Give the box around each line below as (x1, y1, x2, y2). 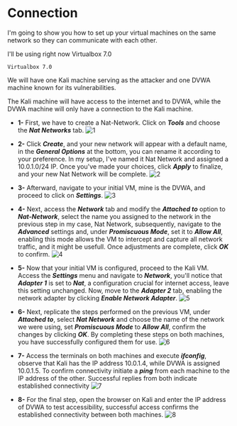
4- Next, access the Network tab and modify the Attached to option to (17, 204, 226, 213)
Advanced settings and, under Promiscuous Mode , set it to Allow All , (17, 227, 224, 235)
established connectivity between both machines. (17, 410, 164, 419)
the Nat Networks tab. (17, 125, 84, 134)
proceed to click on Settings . (17, 191, 104, 199)
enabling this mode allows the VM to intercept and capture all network (17, 235, 224, 243)
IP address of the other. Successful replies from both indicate (17, 374, 197, 382)
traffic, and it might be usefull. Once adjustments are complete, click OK (17, 242, 229, 251)
